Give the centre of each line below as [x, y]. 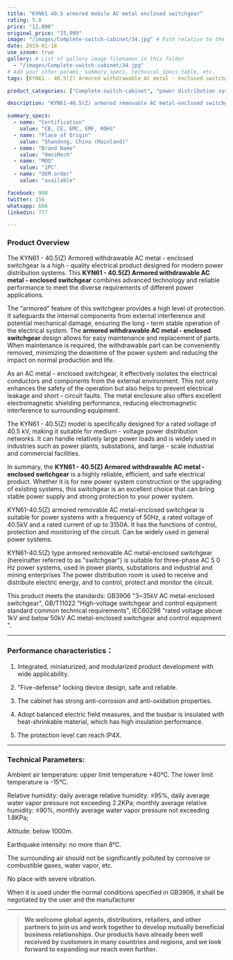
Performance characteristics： [60, 651]
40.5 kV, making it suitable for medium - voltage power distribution [103, 431]
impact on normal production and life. [61, 360]
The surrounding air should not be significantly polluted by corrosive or [109, 858]
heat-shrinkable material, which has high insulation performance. [110, 721]
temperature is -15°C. [38, 782]
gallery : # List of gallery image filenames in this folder [96, 59]
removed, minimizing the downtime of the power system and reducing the [113, 352]
